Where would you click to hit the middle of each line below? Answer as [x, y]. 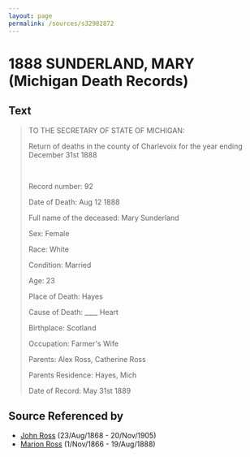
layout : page [30, 16]
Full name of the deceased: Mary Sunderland [104, 218]
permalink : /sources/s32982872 [61, 24]
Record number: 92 [60, 186]
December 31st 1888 [62, 154]
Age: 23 [41, 280]
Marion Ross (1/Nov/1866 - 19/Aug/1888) [88, 444]
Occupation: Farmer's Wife [73, 343]
